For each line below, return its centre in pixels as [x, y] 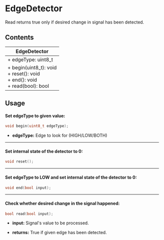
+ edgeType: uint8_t [30, 59]
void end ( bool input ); [28, 188]
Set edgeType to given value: [35, 116]
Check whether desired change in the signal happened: [62, 203]
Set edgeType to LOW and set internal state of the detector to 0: [71, 177]
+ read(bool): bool [28, 86]
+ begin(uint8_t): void [32, 68]
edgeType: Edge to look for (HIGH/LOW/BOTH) [60, 136]
